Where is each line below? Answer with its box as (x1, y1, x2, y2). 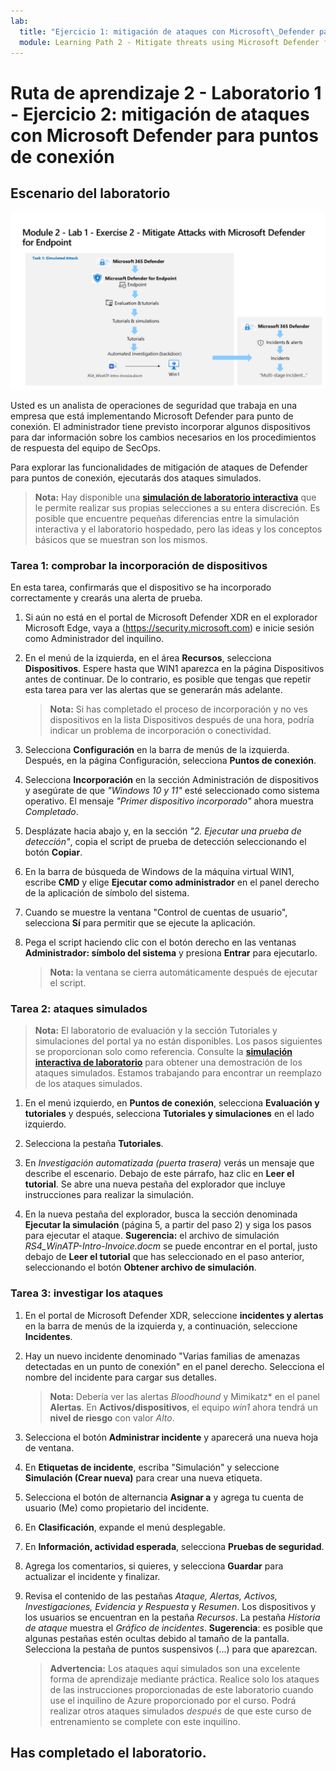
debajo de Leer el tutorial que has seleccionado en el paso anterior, (24, 1251, 305, 1263)
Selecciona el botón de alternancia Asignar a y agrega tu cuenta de (24, 1491, 304, 1503)
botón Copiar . (24, 846, 83, 859)
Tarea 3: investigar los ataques (10, 1286, 164, 1300)
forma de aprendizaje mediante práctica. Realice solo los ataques (49, 1673, 320, 1685)
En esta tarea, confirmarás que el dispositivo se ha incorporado (10, 581, 272, 594)
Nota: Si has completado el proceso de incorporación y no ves (49, 703, 309, 715)
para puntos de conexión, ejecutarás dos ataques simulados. (10, 471, 262, 484)
